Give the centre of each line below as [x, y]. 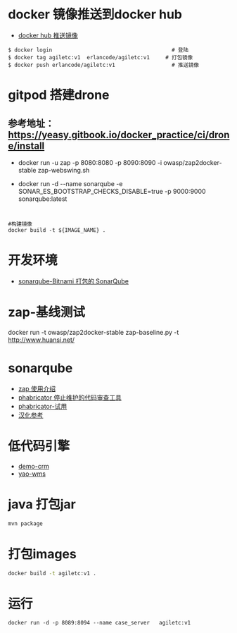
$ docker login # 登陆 [98, 50]
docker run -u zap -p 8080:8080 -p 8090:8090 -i [90, 162]
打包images [42, 554]
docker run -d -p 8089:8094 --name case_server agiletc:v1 [100, 623]
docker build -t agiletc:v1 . [52, 573]
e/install [26, 146]
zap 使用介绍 [37, 388]
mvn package [25, 523]
